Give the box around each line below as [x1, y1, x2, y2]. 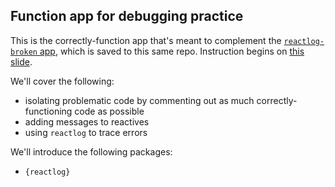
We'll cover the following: [10, 75, 115, 87]
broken [10, 47, 38, 57]
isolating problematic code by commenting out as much [24, 94, 255, 106]
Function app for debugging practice [10, 8, 244, 25]
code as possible [74, 105, 145, 117]
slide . [10, 55, 33, 68]
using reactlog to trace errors [24, 126, 148, 138]
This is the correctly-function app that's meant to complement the [10, 34, 282, 46]
